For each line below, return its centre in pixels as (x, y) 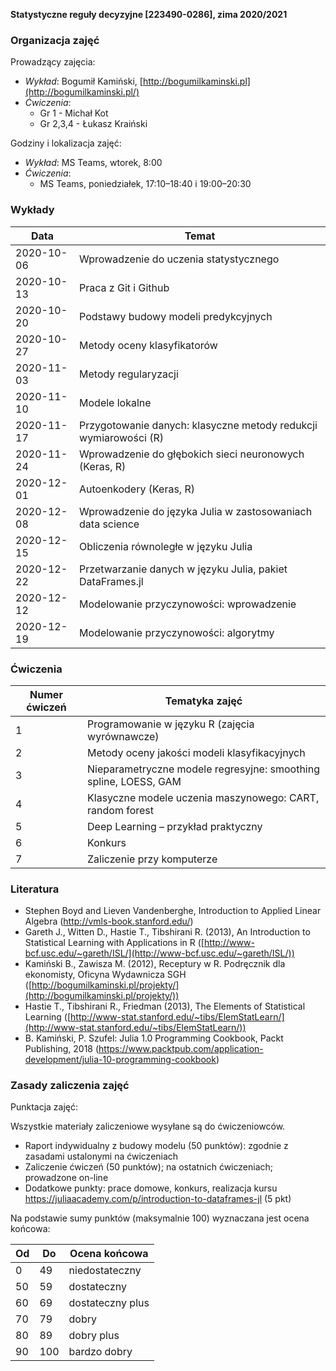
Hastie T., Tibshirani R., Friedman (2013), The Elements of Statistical (165, 1006)
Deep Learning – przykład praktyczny (175, 826)
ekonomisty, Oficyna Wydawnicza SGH (105, 975)
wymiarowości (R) (122, 437)
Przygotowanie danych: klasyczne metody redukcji (198, 425)
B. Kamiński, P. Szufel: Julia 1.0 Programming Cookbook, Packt (154, 1038)
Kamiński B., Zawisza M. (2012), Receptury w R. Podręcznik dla (155, 964)
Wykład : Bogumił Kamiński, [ (83, 81)
